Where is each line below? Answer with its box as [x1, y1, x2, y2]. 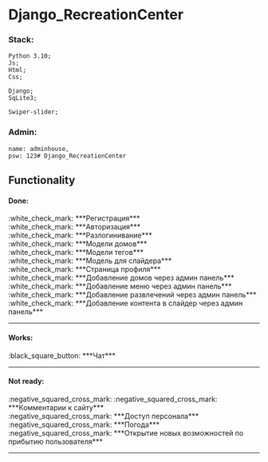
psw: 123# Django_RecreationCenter [8, 152, 127, 160]
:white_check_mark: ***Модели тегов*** [8, 248, 144, 257]
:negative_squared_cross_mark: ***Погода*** [8, 420, 160, 429]
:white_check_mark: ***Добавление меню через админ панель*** [8, 281, 233, 291]
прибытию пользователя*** [8, 436, 104, 446]
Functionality [8, 173, 76, 187]
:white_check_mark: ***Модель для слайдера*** [8, 256, 172, 265]
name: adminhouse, [8, 145, 69, 153]
